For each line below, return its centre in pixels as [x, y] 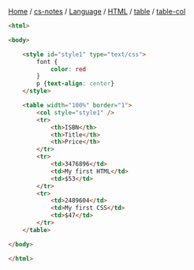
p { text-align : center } [75, 84]
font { [47, 62]
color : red [68, 69]
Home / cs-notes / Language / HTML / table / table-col [97, 11]
